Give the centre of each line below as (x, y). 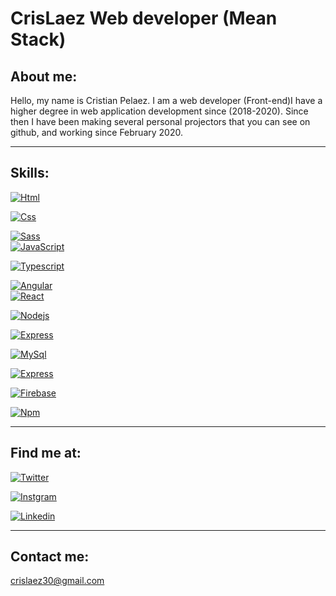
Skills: (30, 173)
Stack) (38, 39)
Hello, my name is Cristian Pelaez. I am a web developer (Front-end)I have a (166, 100)
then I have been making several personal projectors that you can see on (160, 121)
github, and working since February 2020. (96, 132)
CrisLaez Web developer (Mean (144, 18)
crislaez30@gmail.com (57, 581)
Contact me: (50, 557)
